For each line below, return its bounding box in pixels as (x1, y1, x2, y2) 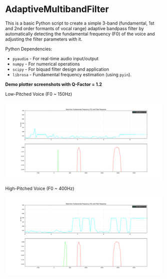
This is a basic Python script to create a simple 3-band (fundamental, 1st (5, 20, 154, 26)
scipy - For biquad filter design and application (12, 66, 109, 72)
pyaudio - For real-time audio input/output (12, 55, 99, 61)
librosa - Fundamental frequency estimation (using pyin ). (12, 71, 131, 77)
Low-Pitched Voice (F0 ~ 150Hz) (5, 91, 72, 97)
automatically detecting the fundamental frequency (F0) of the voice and (5, 31, 155, 37)
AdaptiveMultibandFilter (5, 4, 109, 15)
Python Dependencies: (5, 46, 52, 52)
